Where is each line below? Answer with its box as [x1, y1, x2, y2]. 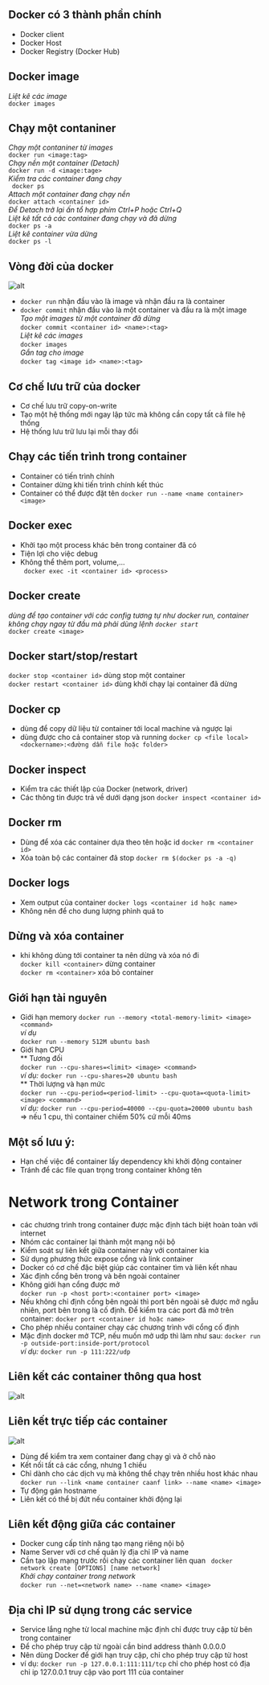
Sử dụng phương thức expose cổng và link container [19, 1254, 194, 1264]
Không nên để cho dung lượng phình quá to [19, 906, 165, 915]
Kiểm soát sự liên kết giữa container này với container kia [19, 1245, 210, 1255]
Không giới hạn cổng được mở [19, 1280, 120, 1289]
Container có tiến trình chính [19, 471, 115, 481]
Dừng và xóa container [8, 929, 124, 943]
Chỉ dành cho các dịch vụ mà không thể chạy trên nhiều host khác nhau [19, 1469, 259, 1478]
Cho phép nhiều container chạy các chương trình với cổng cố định [19, 1322, 239, 1332]
